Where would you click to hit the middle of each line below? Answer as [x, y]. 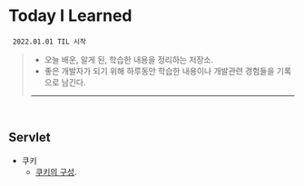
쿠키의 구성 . [56, 171]
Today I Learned [70, 16]
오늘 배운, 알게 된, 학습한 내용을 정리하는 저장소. [129, 59]
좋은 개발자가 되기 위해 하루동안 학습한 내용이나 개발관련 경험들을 [159, 71]
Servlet [29, 137]
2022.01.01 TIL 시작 [49, 42]
